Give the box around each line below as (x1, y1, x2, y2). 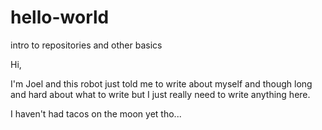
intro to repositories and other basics (10, 39, 163, 51)
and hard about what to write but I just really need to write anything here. (10, 88, 311, 100)
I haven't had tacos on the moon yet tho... (10, 107, 182, 120)
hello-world (10, 6, 110, 29)
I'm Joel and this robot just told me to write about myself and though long (10, 77, 313, 90)
